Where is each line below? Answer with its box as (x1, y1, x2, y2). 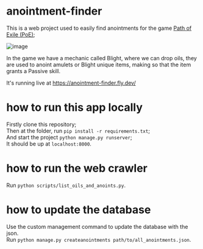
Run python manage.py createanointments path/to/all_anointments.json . (6, 236, 191, 243)
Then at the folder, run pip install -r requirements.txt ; (6, 127, 151, 135)
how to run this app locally (6, 100, 143, 114)
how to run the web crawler (6, 161, 148, 175)
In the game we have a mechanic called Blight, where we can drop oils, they (6, 54, 197, 61)
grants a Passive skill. (6, 67, 61, 74)
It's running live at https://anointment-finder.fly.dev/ (6, 79, 136, 86)
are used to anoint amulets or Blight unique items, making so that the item (6, 61, 191, 68)
